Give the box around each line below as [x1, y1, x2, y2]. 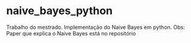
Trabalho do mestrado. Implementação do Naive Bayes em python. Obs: [6, 24, 186, 31]
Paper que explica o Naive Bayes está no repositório [6, 29, 136, 37]
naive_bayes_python [6, 4, 113, 18]
